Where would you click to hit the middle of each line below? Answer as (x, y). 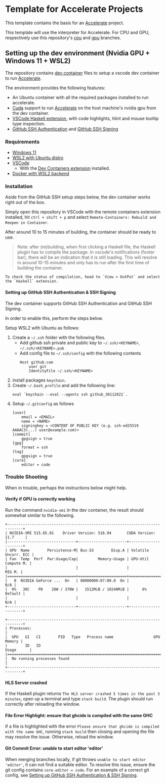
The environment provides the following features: (55, 88)
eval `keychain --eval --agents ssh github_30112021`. (70, 394)
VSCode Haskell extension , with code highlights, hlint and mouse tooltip (85, 118)
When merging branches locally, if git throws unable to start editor (76, 759)
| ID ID (23, 646)
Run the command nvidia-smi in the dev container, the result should (74, 510)
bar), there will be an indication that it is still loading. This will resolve (87, 257)
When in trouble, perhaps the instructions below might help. (66, 488)
